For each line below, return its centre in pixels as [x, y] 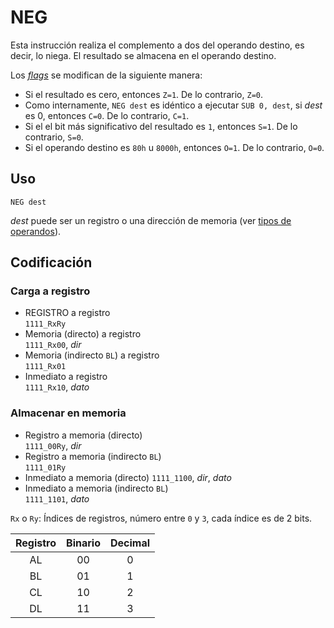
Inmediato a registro [66, 377]
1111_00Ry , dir [53, 445]
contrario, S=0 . [54, 137]
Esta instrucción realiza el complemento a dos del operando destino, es [157, 45]
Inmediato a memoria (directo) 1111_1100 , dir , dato [128, 477]
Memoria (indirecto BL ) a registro [92, 355]
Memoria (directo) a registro [83, 334]
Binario [83, 543]
